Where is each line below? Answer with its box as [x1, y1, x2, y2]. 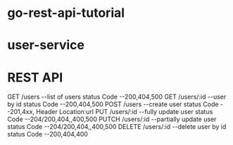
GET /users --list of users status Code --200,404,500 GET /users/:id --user [7, 93, 227, 101]
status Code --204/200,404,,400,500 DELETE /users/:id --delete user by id [7, 122, 227, 131]
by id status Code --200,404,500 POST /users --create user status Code [7, 100, 219, 108]
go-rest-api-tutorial [7, 5, 125, 21]
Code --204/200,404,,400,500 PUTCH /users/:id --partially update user [7, 115, 217, 124]
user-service [7, 37, 84, 53]
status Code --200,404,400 [7, 130, 88, 139]
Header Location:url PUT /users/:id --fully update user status [36, 108, 213, 116]
